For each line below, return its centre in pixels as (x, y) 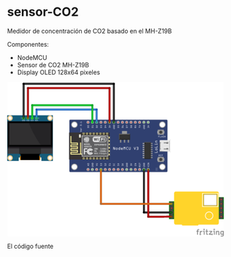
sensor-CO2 (43, 12)
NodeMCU (32, 57)
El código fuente (30, 246)
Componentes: (28, 44)
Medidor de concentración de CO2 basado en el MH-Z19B (89, 31)
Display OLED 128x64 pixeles (58, 72)
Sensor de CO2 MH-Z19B (53, 65)
